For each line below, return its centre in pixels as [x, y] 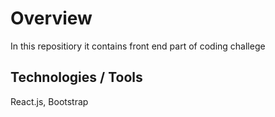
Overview [51, 18]
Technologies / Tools [76, 77]
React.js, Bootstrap [49, 101]
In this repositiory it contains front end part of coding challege [138, 46]
